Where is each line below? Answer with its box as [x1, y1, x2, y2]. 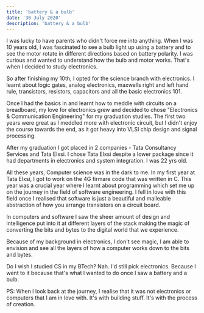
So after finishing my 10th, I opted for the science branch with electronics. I [6, 75, 195, 83]
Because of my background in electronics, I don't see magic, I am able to [6, 238, 189, 245]
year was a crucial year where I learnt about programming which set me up [6, 182, 195, 190]
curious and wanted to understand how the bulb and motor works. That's [6, 56, 190, 64]
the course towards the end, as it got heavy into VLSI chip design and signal [6, 126, 197, 133]
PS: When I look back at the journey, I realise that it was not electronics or [6, 288, 191, 295]
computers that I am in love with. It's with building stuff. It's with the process [6, 294, 198, 301]
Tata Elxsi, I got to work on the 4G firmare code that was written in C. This [6, 175, 192, 183]
